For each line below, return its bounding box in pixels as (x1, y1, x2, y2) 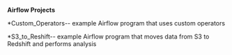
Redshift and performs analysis (7, 40, 97, 47)
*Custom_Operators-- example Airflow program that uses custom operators (7, 19, 225, 27)
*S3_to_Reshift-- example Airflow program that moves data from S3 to (7, 32, 210, 41)
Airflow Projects (7, 6, 56, 14)
